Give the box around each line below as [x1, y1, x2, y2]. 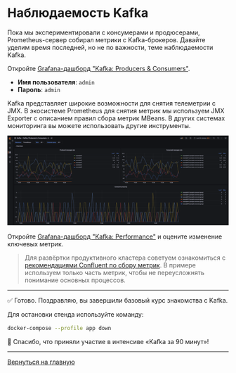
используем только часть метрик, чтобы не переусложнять [24, 269, 205, 277]
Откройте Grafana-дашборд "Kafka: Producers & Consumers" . [7, 64, 190, 72]
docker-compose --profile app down [7, 325, 112, 332]
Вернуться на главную [7, 358, 75, 367]
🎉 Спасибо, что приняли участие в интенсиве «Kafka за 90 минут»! [7, 338, 209, 346]
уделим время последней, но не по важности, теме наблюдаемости [7, 43, 214, 51]
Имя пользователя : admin [17, 77, 95, 86]
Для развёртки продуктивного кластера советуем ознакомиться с [24, 253, 226, 262]
